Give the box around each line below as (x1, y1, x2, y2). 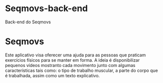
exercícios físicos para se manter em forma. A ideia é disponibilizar (5, 57, 140, 63)
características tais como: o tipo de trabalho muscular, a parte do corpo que (5, 67, 158, 73)
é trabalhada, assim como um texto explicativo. (5, 72, 100, 78)
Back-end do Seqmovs (5, 19, 51, 25)
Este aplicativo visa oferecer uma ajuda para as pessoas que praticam (5, 52, 146, 58)
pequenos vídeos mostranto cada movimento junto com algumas (5, 62, 136, 68)
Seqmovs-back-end (5, 3, 88, 14)
